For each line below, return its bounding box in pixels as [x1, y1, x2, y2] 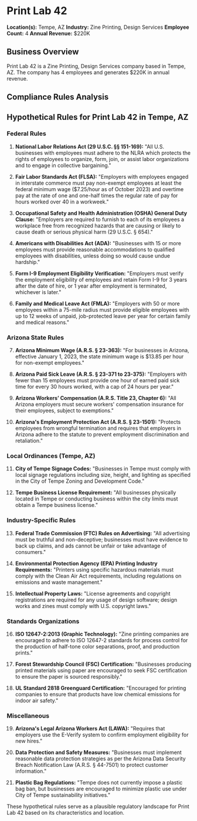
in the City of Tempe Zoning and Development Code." [15, 478, 145, 485]
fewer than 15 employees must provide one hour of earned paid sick [15, 377, 180, 384]
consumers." [15, 548, 46, 555]
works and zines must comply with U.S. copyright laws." [15, 602, 151, 609]
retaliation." [15, 437, 43, 445]
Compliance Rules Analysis [6, 92, 109, 102]
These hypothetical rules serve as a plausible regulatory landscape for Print [6, 803, 189, 810]
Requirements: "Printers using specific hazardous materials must [15, 566, 174, 573]
